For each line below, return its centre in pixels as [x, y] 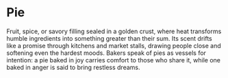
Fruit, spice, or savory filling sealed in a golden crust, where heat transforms [114, 31]
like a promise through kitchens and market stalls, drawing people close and [114, 45]
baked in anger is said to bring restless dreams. [74, 67]
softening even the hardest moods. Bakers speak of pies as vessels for [106, 53]
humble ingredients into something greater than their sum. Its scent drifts [110, 38]
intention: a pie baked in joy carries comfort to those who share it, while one [113, 60]
